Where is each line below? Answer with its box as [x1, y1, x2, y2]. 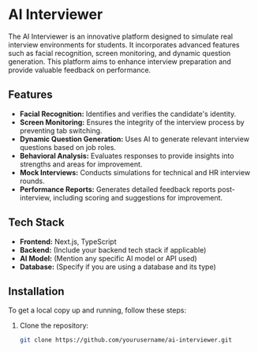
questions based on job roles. [19, 142, 117, 152]
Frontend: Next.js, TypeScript [19, 237, 117, 246]
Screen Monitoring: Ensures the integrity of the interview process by [19, 117, 245, 127]
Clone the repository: [19, 321, 89, 331]
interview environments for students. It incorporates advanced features [8, 39, 240, 49]
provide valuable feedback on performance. [8, 65, 151, 74]
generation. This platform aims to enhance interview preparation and [8, 57, 231, 66]
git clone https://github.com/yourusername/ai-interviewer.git [19, 336, 233, 344]
